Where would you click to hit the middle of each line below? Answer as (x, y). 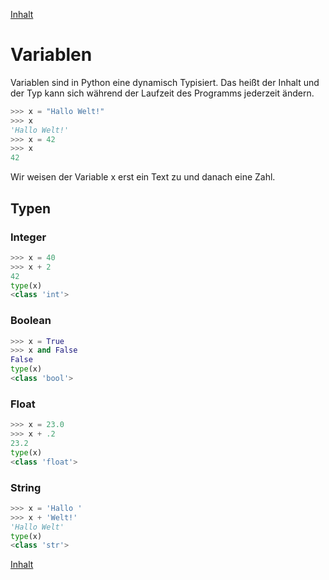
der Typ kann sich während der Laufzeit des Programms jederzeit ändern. (162, 93)
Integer (28, 237)
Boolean (31, 321)
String (26, 487)
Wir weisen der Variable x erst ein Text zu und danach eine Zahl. (143, 177)
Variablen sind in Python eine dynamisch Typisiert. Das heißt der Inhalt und (165, 82)
